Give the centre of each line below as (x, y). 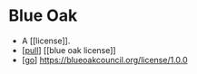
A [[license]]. (46, 41)
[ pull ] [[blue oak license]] (69, 50)
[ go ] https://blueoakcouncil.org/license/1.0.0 (104, 60)
